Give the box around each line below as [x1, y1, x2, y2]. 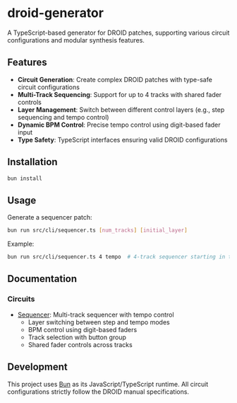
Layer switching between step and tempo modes [28, 317, 171, 327]
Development [7, 361, 68, 373]
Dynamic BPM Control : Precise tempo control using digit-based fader [17, 120, 221, 129]
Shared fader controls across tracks [28, 340, 133, 348]
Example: [7, 239, 35, 249]
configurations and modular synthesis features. [7, 35, 145, 44]
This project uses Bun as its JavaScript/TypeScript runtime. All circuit [7, 380, 209, 388]
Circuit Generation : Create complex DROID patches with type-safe [17, 75, 213, 84]
